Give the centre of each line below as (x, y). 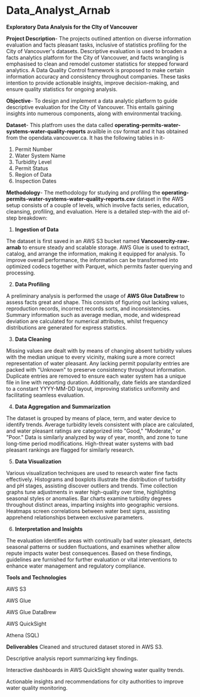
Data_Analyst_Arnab (58, 10)
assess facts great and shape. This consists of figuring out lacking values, (97, 302)
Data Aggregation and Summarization (63, 406)
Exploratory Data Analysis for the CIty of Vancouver (72, 27)
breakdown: (33, 218)
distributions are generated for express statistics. (67, 327)
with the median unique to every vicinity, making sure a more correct (91, 357)
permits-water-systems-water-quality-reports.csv (71, 199)
